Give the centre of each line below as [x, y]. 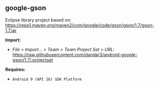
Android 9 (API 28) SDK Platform [47, 79]
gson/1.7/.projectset [33, 60]
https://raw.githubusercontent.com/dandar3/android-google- [75, 55]
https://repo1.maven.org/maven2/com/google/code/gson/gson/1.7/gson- [79, 25]
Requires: [15, 69]
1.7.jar [11, 30]
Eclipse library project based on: [38, 20]
